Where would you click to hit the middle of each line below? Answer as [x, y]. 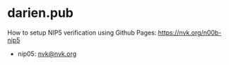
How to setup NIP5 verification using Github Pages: [82, 32]
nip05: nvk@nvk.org [47, 54]
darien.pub [41, 13]
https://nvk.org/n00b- [190, 32]
